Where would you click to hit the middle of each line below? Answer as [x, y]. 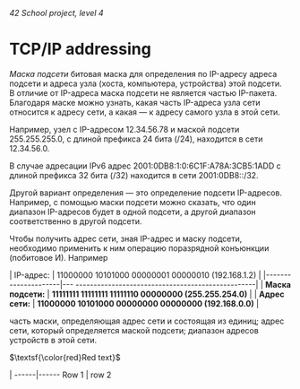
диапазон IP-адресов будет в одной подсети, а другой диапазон [133, 212]
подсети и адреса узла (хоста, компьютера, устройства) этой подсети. [146, 83]
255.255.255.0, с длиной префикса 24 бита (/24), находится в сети [136, 139]
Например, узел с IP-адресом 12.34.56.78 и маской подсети [124, 129]
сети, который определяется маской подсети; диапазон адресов [134, 330]
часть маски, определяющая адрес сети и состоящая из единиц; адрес [147, 321]
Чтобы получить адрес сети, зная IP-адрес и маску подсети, [126, 238]
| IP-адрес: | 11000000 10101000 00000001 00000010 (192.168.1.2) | [135, 275]
